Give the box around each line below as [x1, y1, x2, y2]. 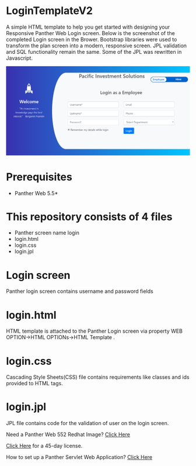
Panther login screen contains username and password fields [6, 288, 153, 295]
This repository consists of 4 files [6, 210, 173, 223]
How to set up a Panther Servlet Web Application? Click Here [6, 454, 153, 461]
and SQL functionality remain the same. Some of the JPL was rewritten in [6, 48, 182, 55]
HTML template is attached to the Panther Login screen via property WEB [6, 327, 183, 334]
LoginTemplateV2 [6, 4, 93, 18]
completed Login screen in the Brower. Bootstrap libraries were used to [6, 36, 177, 43]
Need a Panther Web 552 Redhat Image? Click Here [6, 431, 130, 438]
